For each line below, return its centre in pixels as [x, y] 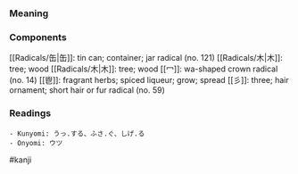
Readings [30, 113]
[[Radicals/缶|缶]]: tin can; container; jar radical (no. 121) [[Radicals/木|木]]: [146, 58]
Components [38, 37]
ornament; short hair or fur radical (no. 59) [87, 90]
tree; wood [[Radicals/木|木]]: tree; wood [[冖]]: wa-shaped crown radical [144, 69]
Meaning [29, 13]
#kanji [21, 160]
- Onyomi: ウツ [36, 143]
